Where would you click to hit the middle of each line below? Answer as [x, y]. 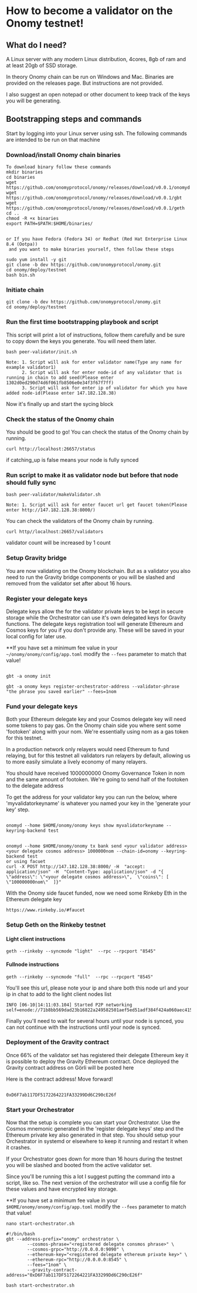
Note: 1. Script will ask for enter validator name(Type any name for [94, 362]
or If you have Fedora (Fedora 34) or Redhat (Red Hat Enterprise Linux [97, 239]
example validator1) [31, 367]
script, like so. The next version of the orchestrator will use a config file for [96, 1183]
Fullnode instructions [33, 964]
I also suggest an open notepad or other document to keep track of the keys [98, 94]
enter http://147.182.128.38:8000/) [51, 510]
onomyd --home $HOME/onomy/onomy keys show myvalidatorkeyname [85, 826]
